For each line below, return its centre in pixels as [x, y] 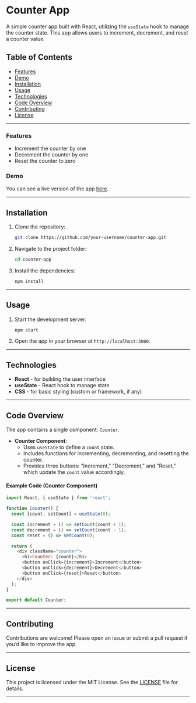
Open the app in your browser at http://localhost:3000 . [82, 341]
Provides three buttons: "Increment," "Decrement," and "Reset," [99, 466]
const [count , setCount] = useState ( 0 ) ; [61, 514]
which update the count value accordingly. [74, 472]
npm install [29, 281]
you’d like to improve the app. [41, 644]
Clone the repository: [40, 227]
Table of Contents [39, 57]
